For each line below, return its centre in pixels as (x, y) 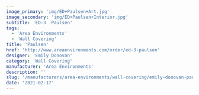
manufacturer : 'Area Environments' (50, 66)
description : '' (26, 72)
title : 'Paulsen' (28, 45)
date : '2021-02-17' (30, 83)
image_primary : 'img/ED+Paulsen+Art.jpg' (58, 12)
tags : (13, 28)
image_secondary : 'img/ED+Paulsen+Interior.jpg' (67, 17)
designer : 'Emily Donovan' (39, 55)
